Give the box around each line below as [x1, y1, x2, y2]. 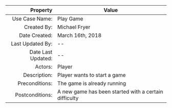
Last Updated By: [11, 40, 53, 47]
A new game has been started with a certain [57, 88, 163, 95]
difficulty [57, 95, 79, 101]
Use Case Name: [12, 15, 53, 22]
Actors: [35, 63, 53, 70]
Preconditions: [17, 80, 53, 87]
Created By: [24, 24, 53, 30]
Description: [23, 72, 53, 78]
